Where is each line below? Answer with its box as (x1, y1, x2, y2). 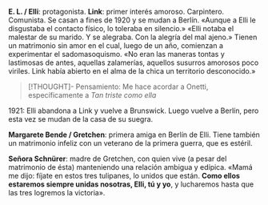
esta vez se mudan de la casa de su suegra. (8, 115, 154, 123)
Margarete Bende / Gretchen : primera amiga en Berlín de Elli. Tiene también (8, 130, 260, 139)
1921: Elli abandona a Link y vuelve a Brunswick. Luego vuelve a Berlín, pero (8, 106, 259, 115)
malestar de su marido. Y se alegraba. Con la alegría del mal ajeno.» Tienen (8, 32, 258, 42)
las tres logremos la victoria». (8, 188, 106, 197)
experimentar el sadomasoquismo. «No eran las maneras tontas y (8, 50, 226, 58)
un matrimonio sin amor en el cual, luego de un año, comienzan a (8, 41, 224, 50)
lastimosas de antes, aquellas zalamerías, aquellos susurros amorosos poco (8, 58, 259, 67)
